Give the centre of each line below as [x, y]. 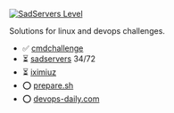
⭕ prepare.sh [48, 85]
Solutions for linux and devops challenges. [87, 31]
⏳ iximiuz [39, 72]
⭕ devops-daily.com [61, 99]
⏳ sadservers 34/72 [59, 59]
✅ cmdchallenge [53, 48]
